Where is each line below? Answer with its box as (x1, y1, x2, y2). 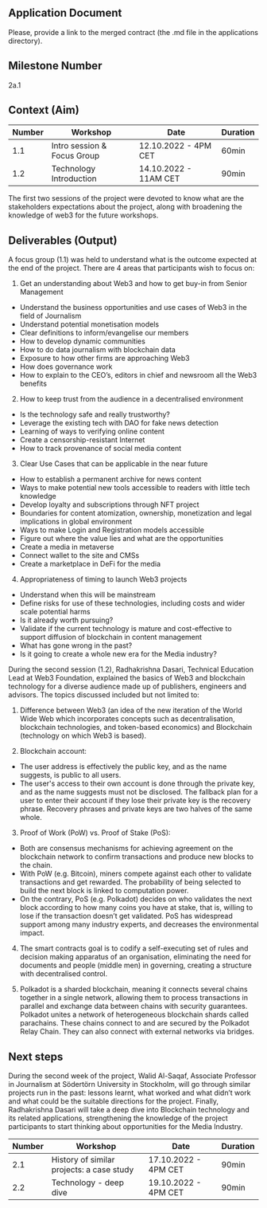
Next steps (8, 1049, 64, 1063)
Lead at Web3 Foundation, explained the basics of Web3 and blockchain (8, 673, 246, 683)
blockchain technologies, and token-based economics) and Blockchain (19, 723, 253, 732)
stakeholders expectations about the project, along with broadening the (8, 202, 242, 212)
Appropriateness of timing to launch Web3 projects (19, 575, 188, 584)
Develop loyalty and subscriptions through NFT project (19, 500, 200, 509)
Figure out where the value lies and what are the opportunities (19, 534, 224, 543)
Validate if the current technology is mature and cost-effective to (19, 624, 232, 633)
